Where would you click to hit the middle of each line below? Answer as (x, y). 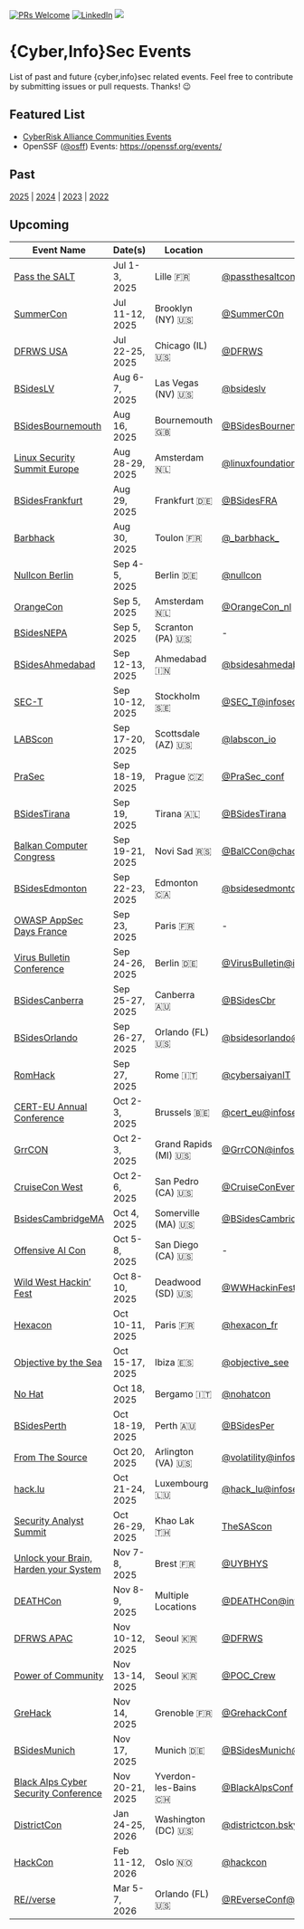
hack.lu (29, 1489)
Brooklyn (173, 309)
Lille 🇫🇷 (172, 277)
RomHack (35, 1075)
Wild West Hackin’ (52, 1282)
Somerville (177, 1213)
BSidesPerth (40, 1426)
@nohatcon (246, 1394)
